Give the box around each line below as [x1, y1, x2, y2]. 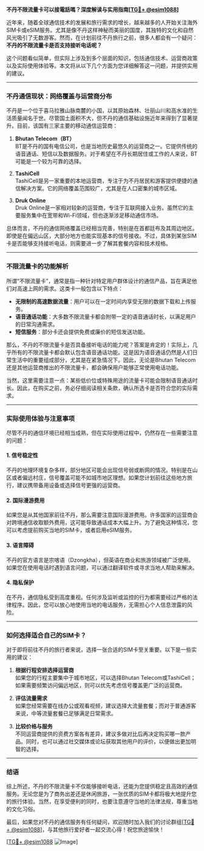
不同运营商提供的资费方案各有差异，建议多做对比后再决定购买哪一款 [15, 730, 186, 737]
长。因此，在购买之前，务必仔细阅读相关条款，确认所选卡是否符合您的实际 [6, 384, 192, 391]
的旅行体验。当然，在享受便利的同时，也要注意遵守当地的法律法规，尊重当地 [6, 798, 198, 805]
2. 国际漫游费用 [6, 496, 45, 504]
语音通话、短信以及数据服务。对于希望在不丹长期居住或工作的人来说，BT [15, 150, 198, 157]
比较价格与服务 [15, 723, 53, 730]
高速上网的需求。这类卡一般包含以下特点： [16, 285, 123, 292]
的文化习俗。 [6, 805, 38, 813]
